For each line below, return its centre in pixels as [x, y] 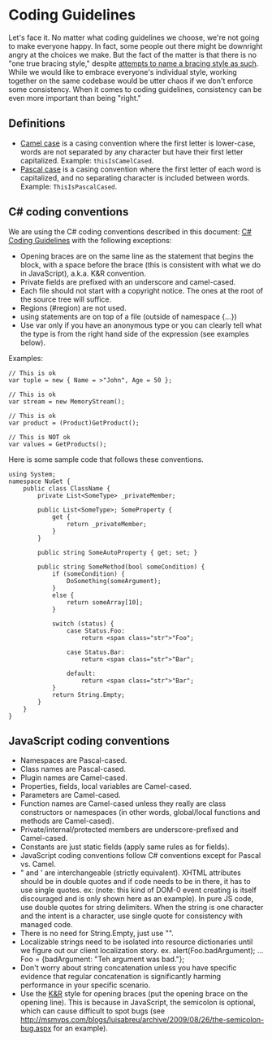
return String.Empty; [89, 695]
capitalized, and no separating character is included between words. [135, 177]
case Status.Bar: [96, 652]
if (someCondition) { [89, 574]
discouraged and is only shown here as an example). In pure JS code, [137, 899]
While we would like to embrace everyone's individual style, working [123, 72]
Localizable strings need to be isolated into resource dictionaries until [136, 942]
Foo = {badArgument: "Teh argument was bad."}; [102, 959]
